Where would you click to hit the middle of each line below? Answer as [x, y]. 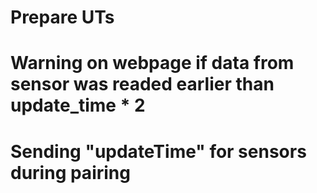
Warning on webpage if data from [152, 63]
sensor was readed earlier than [142, 84]
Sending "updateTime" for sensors [158, 151]
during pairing [70, 172]
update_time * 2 [78, 105]
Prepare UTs [62, 17]
